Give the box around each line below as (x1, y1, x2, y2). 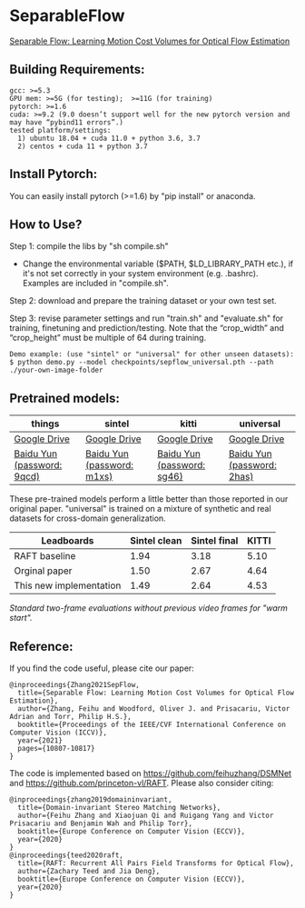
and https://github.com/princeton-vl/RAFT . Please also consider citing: (9, 778, 274, 788)
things (31, 417, 60, 430)
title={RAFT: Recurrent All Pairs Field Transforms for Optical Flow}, (17, 859, 295, 868)
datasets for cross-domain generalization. (9, 513, 166, 524)
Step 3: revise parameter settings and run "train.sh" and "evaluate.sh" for (9, 313, 284, 324)
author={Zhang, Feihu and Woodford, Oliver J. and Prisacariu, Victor (17, 704, 290, 713)
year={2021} (17, 736, 64, 745)
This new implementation (14, 579, 122, 592)
